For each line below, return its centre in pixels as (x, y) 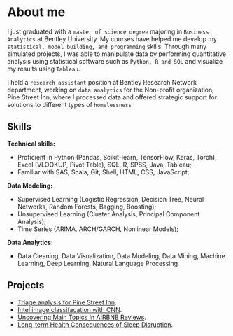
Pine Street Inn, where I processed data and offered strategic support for (112, 97)
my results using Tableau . (44, 69)
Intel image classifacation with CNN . (70, 309)
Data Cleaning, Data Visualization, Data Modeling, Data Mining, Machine (121, 255)
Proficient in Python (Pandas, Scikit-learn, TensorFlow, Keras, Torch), (117, 157)
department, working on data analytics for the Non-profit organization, (111, 90)
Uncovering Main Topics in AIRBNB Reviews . (82, 317)
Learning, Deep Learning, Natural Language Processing (98, 263)
